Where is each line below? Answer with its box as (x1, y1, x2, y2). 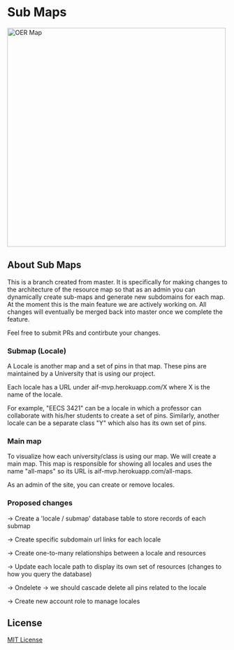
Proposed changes (7, 498, 73, 508)
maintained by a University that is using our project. (7, 369, 156, 378)
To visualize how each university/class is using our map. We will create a (7, 452, 217, 461)
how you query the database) (7, 569, 92, 578)
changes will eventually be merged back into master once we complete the (7, 307, 224, 316)
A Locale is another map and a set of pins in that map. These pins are (7, 362, 207, 371)
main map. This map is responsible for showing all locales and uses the (7, 459, 212, 468)
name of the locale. (7, 390, 63, 399)
